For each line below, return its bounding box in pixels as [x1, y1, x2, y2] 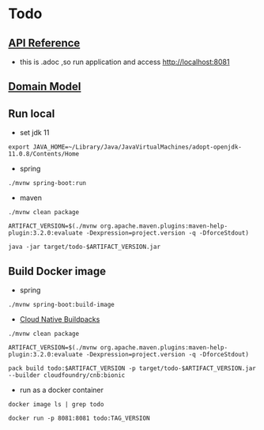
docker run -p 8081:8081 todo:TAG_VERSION [8, 414, 150, 423]
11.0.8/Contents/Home [8, 150, 80, 158]
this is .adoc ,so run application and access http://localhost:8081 [19, 57, 230, 66]
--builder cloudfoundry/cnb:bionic [8, 372, 126, 379]
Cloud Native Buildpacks [19, 315, 100, 324]
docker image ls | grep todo [8, 401, 104, 409]
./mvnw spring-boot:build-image [8, 301, 115, 309]
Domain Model [8, 80, 81, 93]
